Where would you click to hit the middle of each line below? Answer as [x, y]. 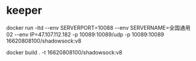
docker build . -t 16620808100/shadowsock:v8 [64, 52]
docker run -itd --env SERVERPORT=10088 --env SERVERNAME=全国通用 [99, 28]
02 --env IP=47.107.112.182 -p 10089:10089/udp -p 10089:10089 [85, 34]
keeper [24, 10]
